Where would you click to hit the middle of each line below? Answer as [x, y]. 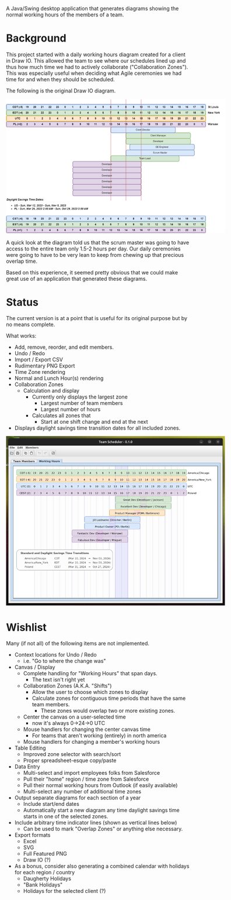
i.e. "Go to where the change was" [64, 661]
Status [22, 302]
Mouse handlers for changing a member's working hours [92, 742]
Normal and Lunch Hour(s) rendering [59, 378]
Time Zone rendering [40, 372]
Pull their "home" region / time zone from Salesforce [86, 779]
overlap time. [22, 261]
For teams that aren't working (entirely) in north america [99, 736]
